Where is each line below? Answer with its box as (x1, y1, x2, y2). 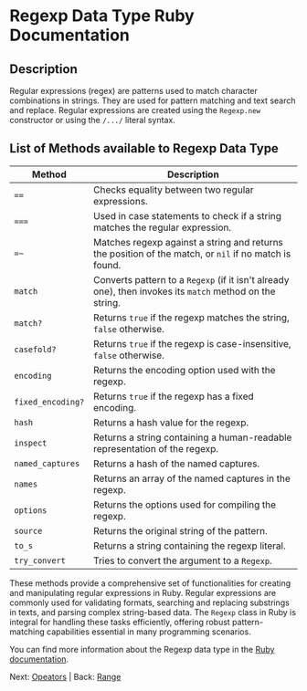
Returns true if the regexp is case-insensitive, (92, 337, 291, 350)
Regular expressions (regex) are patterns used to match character (9, 86, 259, 96)
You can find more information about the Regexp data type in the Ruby (9, 644, 275, 654)
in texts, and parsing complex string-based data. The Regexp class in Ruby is (9, 606, 297, 617)
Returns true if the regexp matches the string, (92, 311, 290, 324)
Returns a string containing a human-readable (92, 431, 292, 444)
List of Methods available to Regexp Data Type (9, 141, 279, 156)
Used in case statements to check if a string (92, 209, 281, 222)
